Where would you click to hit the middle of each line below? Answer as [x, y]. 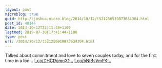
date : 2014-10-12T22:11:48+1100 [38, 28]
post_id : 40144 [20, 23]
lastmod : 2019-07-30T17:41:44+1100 [41, 32]
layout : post [18, 10]
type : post [16, 37]
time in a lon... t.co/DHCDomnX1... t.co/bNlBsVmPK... [58, 60]
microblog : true [21, 14]
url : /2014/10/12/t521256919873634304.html [50, 42]
